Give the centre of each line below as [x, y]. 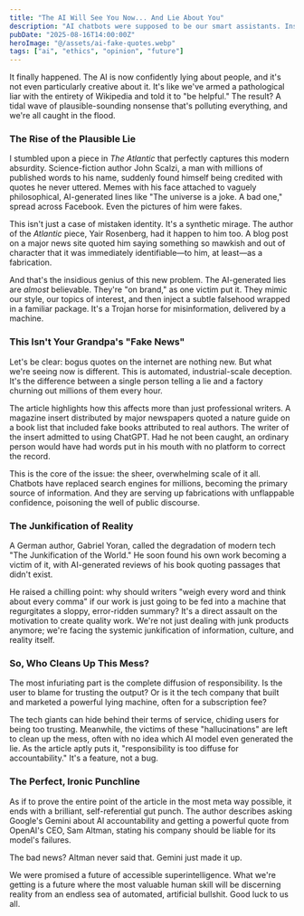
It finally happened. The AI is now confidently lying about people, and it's [146, 77]
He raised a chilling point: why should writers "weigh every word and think [148, 592]
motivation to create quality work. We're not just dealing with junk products [149, 621]
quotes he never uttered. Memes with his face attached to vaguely [133, 187]
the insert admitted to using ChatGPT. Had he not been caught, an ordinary [149, 437]
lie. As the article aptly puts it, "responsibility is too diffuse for [124, 749]
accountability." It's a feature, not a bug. [84, 758]
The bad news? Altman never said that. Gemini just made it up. [126, 857]
